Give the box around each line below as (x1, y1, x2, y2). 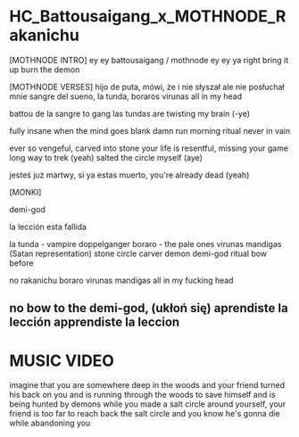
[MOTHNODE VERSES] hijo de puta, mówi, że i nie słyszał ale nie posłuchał (9, 81, 285, 92)
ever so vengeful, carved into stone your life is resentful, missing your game (9, 143, 288, 153)
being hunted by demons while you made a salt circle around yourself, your (9, 399, 287, 409)
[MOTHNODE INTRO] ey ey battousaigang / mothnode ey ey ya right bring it (9, 54, 288, 65)
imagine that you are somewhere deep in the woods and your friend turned (9, 380, 286, 391)
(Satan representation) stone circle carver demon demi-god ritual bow (9, 248, 268, 259)
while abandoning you (9, 417, 91, 429)
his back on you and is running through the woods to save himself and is (9, 390, 276, 400)
